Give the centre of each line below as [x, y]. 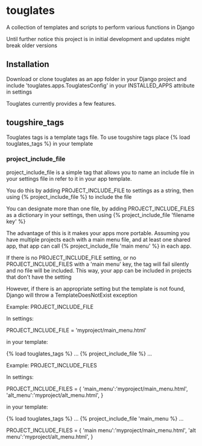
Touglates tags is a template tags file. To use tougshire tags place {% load [98, 137]
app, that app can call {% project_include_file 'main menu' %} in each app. [99, 246]
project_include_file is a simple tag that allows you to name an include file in [100, 172]
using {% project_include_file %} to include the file [69, 196]
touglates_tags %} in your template [50, 143]
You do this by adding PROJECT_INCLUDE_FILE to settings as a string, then [100, 190]
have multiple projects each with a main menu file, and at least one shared [99, 239]
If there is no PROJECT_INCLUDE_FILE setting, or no [71, 257]
